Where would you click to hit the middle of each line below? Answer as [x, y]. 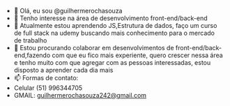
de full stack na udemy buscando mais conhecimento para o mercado [114, 33]
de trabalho [30, 40]
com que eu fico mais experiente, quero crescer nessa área [137, 55]
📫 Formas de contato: [46, 78]
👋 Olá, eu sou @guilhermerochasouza [68, 11]
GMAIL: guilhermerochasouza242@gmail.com [80, 95]
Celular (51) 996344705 [48, 88]
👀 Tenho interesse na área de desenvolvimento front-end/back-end [110, 18]
